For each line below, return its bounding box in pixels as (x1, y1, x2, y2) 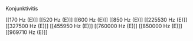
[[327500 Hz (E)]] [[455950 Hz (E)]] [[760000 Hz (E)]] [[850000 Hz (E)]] (5, 23, 182, 29)
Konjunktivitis (5, 5, 38, 12)
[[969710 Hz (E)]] (5, 29, 48, 36)
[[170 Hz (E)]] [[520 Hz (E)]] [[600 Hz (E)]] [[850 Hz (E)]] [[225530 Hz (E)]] (5, 16, 188, 23)
